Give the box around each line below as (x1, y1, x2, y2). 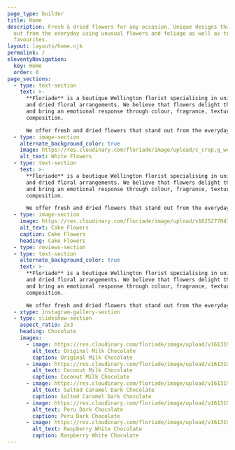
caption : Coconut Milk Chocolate (32, 374, 130, 381)
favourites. (13, 36, 49, 43)
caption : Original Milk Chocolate (32, 354, 133, 361)
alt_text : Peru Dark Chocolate (32, 406, 124, 413)
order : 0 (13, 69, 39, 76)
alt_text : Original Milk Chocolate (32, 347, 136, 354)
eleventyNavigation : (7, 56, 68, 63)
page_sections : (7, 75, 52, 83)
